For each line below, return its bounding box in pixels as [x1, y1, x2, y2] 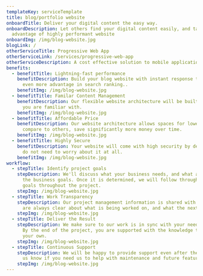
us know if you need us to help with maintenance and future [22, 256, 180, 262]
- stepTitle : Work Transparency [11, 193, 94, 199]
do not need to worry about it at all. [22, 149, 123, 155]
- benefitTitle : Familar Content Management [11, 93, 126, 99]
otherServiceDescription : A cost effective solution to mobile [6, 59, 169, 65]
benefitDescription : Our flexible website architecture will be [17, 98, 182, 104]
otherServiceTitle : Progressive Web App [6, 48, 110, 54]
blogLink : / [6, 43, 36, 49]
